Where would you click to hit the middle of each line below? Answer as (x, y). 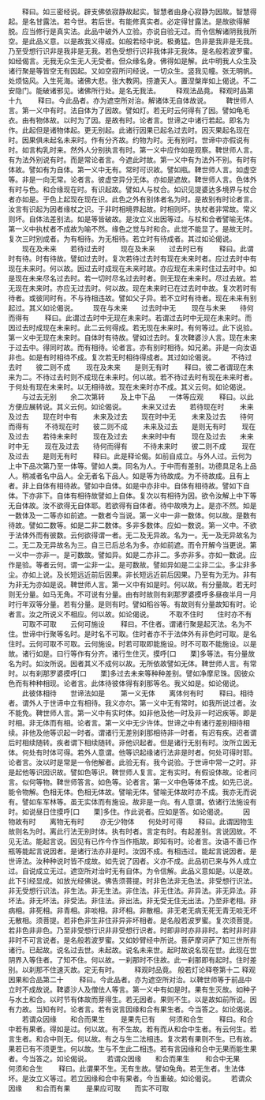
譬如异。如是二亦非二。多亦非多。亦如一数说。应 (177, 555)
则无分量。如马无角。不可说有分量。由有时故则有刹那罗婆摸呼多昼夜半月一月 (132, 594)
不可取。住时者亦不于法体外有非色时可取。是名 (181, 634)
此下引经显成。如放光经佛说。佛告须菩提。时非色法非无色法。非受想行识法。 (132, 881)
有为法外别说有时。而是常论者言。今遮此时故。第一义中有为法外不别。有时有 (132, 160)
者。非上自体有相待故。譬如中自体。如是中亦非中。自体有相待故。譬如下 (125, 486)
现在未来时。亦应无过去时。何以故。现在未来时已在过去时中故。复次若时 (132, 288)
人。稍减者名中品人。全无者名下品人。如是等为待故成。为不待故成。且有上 (129, 476)
